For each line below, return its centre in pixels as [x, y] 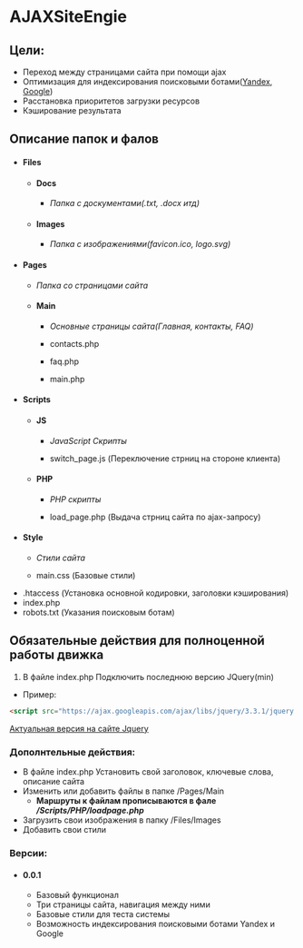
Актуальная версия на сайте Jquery [79, 728]
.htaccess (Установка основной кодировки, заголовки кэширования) [156, 593]
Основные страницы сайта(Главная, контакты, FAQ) [151, 326]
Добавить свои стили [64, 829]
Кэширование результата [72, 110]
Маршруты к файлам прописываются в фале [126, 800]
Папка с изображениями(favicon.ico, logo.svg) [140, 244]
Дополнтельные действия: [73, 752]
